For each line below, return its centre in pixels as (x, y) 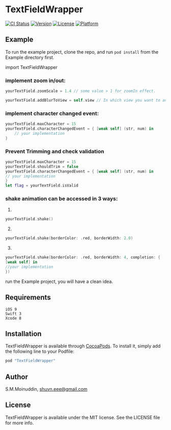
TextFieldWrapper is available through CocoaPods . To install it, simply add (83, 346)
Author (17, 377)
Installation (23, 334)
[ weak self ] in (21, 262)
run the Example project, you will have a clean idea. (59, 281)
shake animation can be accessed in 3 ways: (62, 199)
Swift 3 (13, 314)
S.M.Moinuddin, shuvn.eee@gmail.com (46, 389)
